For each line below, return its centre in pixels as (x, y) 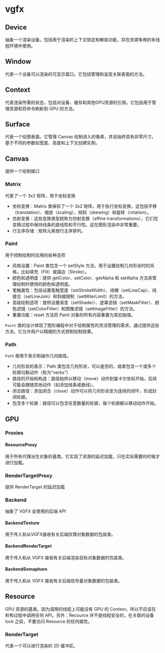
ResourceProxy (21, 445)
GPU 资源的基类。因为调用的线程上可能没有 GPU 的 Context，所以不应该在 (81, 609)
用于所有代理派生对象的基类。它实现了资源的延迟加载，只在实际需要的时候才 (82, 456)
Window (18, 62)
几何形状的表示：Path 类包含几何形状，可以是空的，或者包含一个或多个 (84, 366)
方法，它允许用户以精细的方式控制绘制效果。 (50, 331)
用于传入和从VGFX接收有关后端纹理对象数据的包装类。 (60, 534)
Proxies (14, 433)
